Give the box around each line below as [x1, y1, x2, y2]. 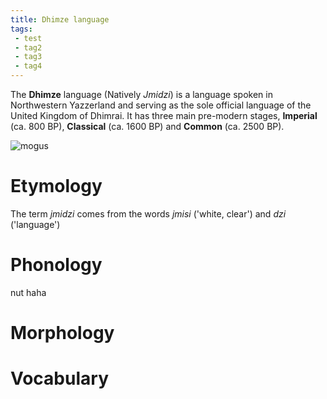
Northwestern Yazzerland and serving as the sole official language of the [10, 99, 312, 111]
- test [14, 33, 43, 43]
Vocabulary [10, 367, 109, 390]
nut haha [10, 286, 47, 298]
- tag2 [14, 42, 43, 53]
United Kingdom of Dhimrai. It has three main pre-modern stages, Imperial [10, 110, 318, 121]
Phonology [10, 254, 103, 276]
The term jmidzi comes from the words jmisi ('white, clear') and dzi [10, 207, 287, 220]
